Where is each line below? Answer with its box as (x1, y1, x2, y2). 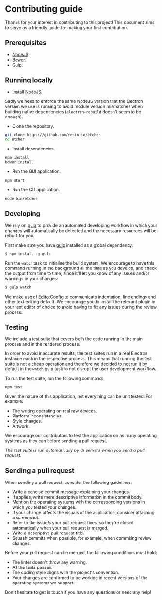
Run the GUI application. (12, 168, 61, 174)
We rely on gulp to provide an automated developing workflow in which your (5, 222, 158, 228)
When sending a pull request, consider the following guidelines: (5, 480, 132, 485)
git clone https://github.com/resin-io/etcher (5, 133, 101, 137)
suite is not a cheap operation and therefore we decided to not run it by (5, 361, 147, 367)
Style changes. (12, 418, 42, 424)
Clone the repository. (12, 123, 54, 129)
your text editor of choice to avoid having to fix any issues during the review (5, 304, 157, 310)
